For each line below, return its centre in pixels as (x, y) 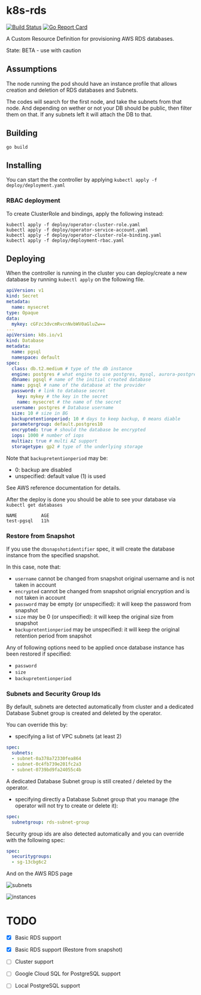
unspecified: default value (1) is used (60, 476)
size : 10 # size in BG (40, 413)
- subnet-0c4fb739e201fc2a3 (47, 764)
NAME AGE (28, 515)
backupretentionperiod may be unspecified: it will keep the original (97, 630)
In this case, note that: (33, 567)
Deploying (26, 259)
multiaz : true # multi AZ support (54, 441)
